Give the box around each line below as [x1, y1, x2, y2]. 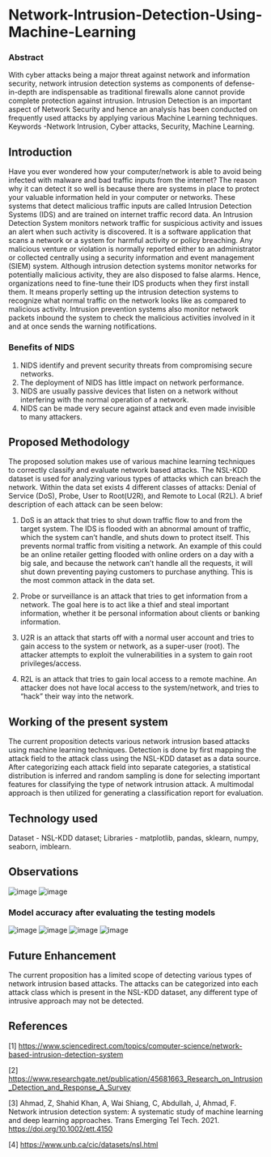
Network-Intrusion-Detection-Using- [8, 6, 263, 24]
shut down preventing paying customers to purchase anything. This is [19, 567, 253, 576]
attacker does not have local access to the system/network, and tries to [19, 683, 260, 693]
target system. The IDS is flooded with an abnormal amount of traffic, [19, 524, 252, 534]
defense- [224, 79, 256, 88]
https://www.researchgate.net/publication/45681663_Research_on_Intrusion [8, 1074, 263, 1083]
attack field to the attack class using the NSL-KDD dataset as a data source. [8, 754, 261, 764]
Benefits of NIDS [8, 342, 75, 353]
